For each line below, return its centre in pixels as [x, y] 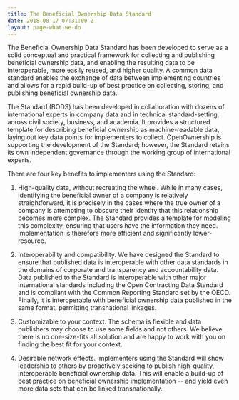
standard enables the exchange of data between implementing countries [114, 78]
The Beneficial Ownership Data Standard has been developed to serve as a [118, 48]
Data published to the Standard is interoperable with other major [112, 277]
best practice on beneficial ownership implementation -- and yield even [123, 381]
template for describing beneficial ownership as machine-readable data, [113, 130]
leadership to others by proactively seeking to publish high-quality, [116, 366]
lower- [203, 234]
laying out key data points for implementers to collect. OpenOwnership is [115, 137]
